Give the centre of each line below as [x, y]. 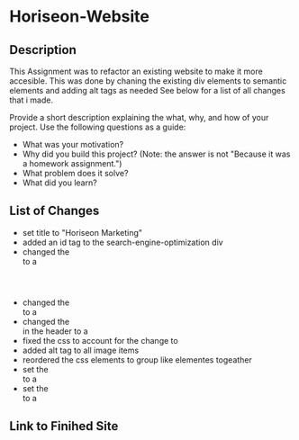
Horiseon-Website [80, 17]
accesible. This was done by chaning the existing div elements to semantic [148, 81]
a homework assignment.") [72, 163]
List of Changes [54, 211]
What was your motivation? [73, 144]
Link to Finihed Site [64, 426]
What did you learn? [59, 183]
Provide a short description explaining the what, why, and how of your [139, 117]
